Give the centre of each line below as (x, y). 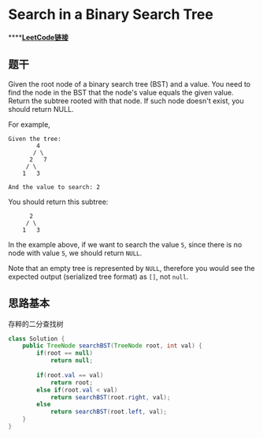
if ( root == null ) (65, 353)
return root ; (71, 382)
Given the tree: (35, 139)
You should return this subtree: (58, 202)
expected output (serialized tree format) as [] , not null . (98, 277)
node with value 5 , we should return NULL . (75, 253)
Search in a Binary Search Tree (111, 15)
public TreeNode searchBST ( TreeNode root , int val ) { (112, 346)
